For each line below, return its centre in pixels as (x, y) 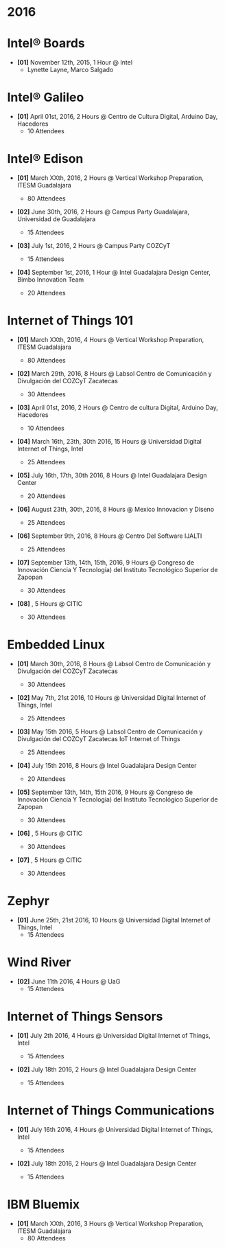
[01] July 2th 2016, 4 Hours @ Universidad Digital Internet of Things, (114, 1035)
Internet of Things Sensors (85, 1016)
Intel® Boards (46, 44)
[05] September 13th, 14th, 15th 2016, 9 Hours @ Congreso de (105, 792)
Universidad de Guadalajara (56, 219)
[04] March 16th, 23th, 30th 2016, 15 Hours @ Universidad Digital (109, 441)
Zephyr (28, 901)
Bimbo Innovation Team (50, 280)
